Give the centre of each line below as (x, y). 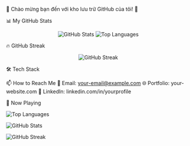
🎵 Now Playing (24, 103)
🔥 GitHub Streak (26, 46)
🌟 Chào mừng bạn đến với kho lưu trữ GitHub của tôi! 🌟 (72, 9)
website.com (22, 91)
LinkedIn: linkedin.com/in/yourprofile (87, 91)
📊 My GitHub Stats (29, 21)
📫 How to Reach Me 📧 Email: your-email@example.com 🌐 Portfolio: (88, 83)
